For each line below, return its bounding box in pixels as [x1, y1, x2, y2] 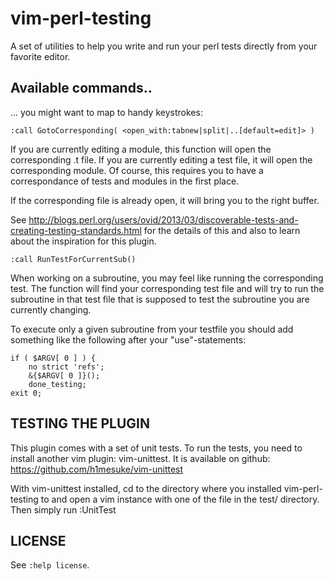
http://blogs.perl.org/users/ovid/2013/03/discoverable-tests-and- [28, 213, 299, 226]
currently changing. [10, 303, 92, 316]
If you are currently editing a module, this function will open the [10, 143, 272, 155]
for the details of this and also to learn [143, 224, 301, 236]
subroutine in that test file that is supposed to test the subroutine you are [10, 293, 310, 305]
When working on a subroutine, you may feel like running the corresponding [10, 272, 324, 284]
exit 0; [10, 388, 43, 398]
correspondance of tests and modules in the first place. [10, 175, 240, 187]
